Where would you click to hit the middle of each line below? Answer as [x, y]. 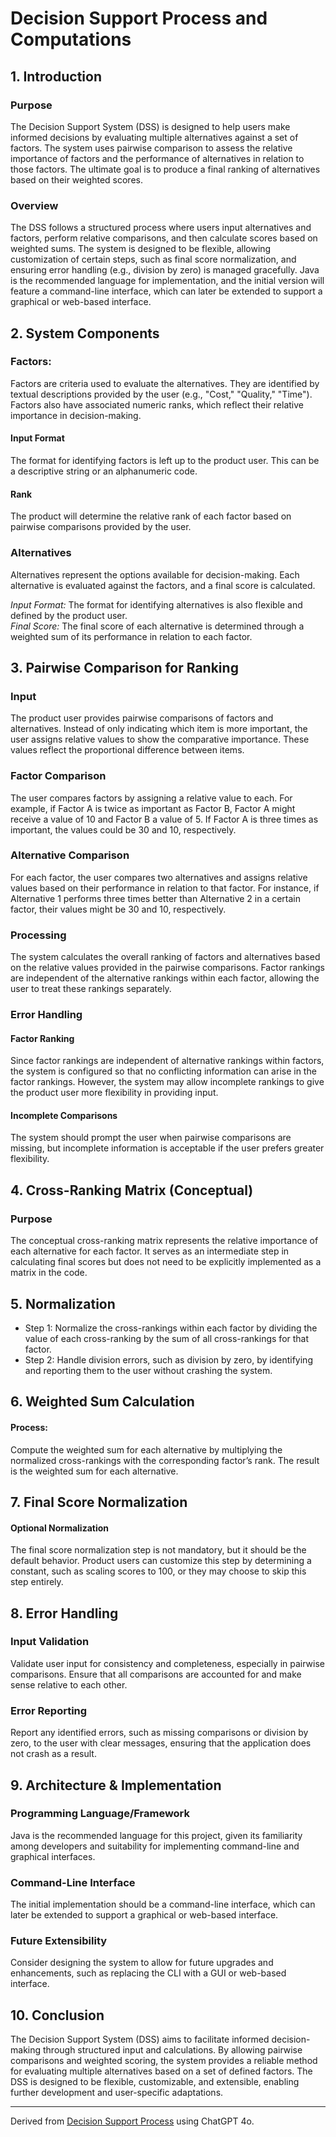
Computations [71, 39]
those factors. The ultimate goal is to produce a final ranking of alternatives [165, 169]
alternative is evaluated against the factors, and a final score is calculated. [163, 585]
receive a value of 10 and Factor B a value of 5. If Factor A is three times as [164, 819]
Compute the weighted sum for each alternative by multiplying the [146, 1449]
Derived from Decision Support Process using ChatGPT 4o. [132, 2121]
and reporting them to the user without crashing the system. [148, 1370]
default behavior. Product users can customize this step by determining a [161, 1561]
